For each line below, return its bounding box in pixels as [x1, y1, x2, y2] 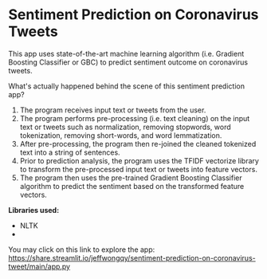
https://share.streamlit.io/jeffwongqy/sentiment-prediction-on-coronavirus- [8, 253, 257, 262]
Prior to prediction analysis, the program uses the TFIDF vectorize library [19, 155, 259, 165]
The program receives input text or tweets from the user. [19, 105, 206, 115]
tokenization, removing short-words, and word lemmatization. [19, 130, 222, 140]
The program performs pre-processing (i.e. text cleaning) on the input [19, 113, 250, 123]
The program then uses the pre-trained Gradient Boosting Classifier [19, 173, 242, 183]
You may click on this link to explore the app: [8, 245, 155, 254]
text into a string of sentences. [19, 147, 121, 157]
